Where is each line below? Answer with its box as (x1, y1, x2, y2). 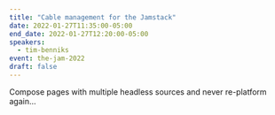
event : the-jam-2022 (9, 54, 86, 63)
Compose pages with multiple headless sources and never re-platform (9, 86, 268, 97)
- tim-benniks (17, 46, 69, 55)
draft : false (9, 63, 58, 72)
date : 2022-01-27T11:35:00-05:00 (9, 21, 133, 30)
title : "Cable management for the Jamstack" (9, 12, 177, 22)
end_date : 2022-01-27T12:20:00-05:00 (9, 29, 149, 38)
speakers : (9, 37, 46, 47)
